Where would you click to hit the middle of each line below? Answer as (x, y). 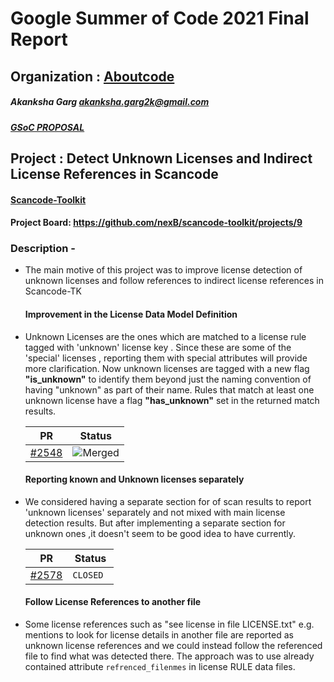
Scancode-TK (53, 291)
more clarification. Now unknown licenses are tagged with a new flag (167, 368)
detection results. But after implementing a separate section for (155, 523)
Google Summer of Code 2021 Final (160, 18)
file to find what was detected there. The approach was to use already (169, 656)
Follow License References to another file (113, 602)
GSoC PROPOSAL (47, 127)
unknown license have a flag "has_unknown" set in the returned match (172, 400)
